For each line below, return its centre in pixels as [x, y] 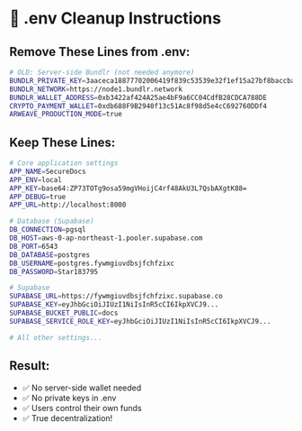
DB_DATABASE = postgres [50, 255]
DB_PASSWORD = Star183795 [54, 271]
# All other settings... [56, 337]
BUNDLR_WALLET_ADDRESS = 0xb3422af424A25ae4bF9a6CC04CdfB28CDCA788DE [138, 97]
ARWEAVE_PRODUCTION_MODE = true [66, 115]
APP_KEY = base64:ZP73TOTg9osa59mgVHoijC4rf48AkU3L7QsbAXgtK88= [128, 188]
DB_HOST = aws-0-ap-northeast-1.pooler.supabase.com [106, 238]
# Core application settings [64, 163]
